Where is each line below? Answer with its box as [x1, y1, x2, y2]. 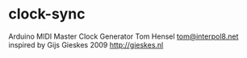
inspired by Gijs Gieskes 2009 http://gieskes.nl [8, 39, 164, 49]
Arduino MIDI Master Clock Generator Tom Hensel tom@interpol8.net [8, 31, 239, 41]
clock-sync [8, 5, 86, 23]
